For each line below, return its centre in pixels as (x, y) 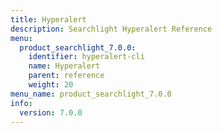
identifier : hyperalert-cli (86, 57)
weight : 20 (51, 85)
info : (21, 103)
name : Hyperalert (64, 66)
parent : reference (66, 76)
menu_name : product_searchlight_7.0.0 (91, 94)
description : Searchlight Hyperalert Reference (111, 29)
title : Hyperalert (48, 19)
